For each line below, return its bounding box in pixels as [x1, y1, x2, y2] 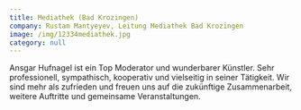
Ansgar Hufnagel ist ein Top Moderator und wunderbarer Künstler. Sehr [9, 63, 275, 73]
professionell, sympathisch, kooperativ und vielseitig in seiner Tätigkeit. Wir [9, 72, 290, 83]
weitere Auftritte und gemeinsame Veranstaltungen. [9, 91, 201, 102]
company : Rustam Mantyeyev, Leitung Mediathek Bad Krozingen [9, 21, 244, 30]
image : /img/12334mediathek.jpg [9, 30, 131, 38]
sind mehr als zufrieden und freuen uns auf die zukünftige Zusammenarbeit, [9, 81, 293, 92]
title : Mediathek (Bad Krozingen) [9, 13, 140, 22]
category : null [9, 38, 67, 47]
